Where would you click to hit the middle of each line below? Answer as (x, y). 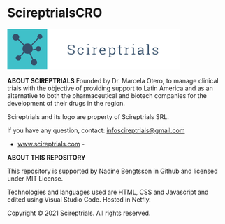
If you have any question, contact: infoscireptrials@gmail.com (96, 130)
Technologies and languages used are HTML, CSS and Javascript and (108, 192)
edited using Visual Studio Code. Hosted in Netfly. (79, 199)
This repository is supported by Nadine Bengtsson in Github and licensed (112, 171)
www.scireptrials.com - (51, 143)
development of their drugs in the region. (66, 103)
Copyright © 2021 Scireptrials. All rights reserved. (79, 213)
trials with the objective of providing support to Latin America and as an (110, 88)
